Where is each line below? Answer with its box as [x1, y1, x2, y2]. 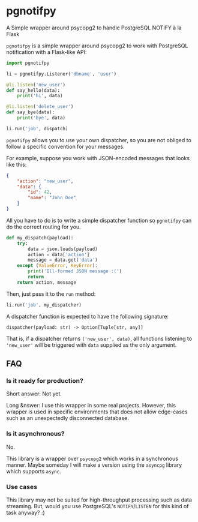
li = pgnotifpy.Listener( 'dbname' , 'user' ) [6, 71, 117, 77]
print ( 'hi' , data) [17, 93, 63, 99]
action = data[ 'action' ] [28, 251, 90, 257]
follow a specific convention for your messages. [6, 143, 125, 150]
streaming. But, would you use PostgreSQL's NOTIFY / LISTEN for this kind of [6, 502, 189, 509]
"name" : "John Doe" [28, 195, 77, 201]
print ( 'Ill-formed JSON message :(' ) [28, 268, 122, 274]
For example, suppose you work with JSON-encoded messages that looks [6, 154, 190, 161]
